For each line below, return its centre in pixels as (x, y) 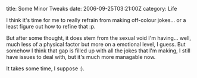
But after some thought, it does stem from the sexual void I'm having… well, (99, 38)
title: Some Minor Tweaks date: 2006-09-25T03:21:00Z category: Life (92, 9)
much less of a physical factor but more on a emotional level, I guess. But (96, 44)
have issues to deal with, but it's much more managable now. (81, 57)
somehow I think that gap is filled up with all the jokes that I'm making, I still (98, 51)
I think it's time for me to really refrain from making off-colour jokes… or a (96, 20)
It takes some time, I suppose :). (45, 68)
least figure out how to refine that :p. (51, 26)
